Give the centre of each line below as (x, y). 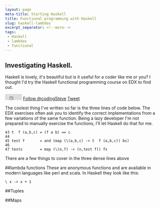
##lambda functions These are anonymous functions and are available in (78, 168)
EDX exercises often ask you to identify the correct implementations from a (80, 113)
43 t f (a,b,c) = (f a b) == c (38, 132)
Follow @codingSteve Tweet (51, 99)
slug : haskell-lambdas (28, 23)
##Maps (13, 200)
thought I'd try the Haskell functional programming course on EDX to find (78, 82)
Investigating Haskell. (39, 65)
